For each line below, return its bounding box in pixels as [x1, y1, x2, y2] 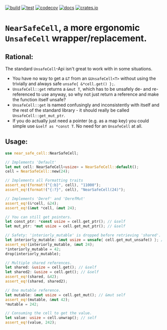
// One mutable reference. [5, 288, 61, 293]
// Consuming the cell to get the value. [5, 311, 92, 316]
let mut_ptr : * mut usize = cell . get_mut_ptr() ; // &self [5, 224, 126, 229]
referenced [12, 91, 36, 97]
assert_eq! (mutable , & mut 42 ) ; [5, 297, 70, 302]
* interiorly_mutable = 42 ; [5, 247, 61, 252]
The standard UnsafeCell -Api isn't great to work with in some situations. [5, 66, 153, 72]
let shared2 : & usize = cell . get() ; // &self [5, 270, 99, 275]
